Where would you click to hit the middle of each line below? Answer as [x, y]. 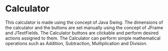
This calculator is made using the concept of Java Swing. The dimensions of [84, 22]
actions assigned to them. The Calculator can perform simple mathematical [83, 38]
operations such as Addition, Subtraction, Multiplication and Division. [76, 43]
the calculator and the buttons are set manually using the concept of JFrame [84, 27]
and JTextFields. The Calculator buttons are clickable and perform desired [82, 33]
